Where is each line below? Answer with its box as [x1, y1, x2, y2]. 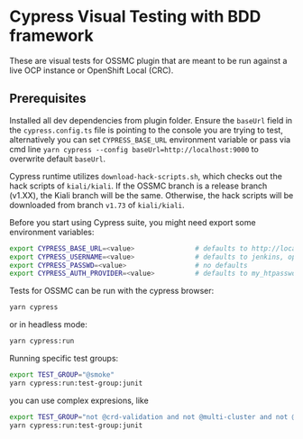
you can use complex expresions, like [9, 395, 149, 406]
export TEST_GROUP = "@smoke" [9, 370, 115, 380]
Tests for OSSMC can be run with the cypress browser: [9, 286, 215, 297]
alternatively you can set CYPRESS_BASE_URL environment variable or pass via [9, 133, 291, 145]
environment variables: [9, 226, 95, 237]
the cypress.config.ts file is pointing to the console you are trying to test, [9, 124, 284, 135]
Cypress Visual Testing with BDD [9, 6, 262, 27]
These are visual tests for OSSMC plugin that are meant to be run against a [9, 55, 288, 66]
